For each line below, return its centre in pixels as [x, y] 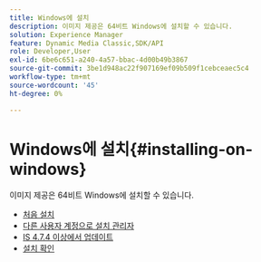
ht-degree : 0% [36, 93]
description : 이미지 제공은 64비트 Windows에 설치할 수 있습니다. [121, 26]
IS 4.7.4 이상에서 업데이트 [68, 238]
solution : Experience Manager [67, 34]
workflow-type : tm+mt [50, 77]
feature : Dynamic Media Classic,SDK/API [87, 43]
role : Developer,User [50, 52]
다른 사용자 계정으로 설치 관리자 [78, 226]
